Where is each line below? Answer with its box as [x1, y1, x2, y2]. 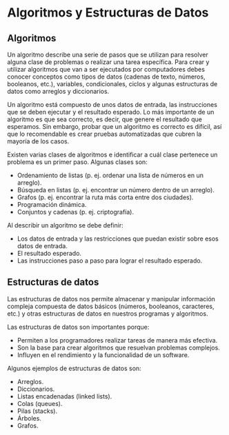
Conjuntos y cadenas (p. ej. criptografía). [17, 208, 135, 216]
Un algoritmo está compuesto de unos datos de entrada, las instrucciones [7, 101, 217, 108]
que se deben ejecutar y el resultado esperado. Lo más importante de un [7, 108, 215, 116]
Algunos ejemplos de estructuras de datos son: [7, 364, 141, 372]
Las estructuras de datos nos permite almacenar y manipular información [7, 294, 216, 303]
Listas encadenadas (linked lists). [17, 392, 112, 401]
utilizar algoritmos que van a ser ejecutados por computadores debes [7, 65, 206, 73]
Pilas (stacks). [17, 407, 57, 415]
